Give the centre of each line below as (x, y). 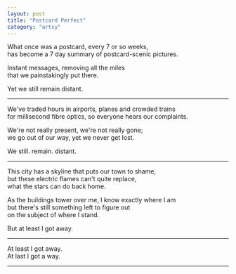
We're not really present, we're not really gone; (75, 130)
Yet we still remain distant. (45, 89)
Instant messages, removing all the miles (66, 68)
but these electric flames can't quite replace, (72, 179)
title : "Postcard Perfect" (47, 20)
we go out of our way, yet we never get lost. (71, 138)
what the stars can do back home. (57, 186)
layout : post (26, 14)
